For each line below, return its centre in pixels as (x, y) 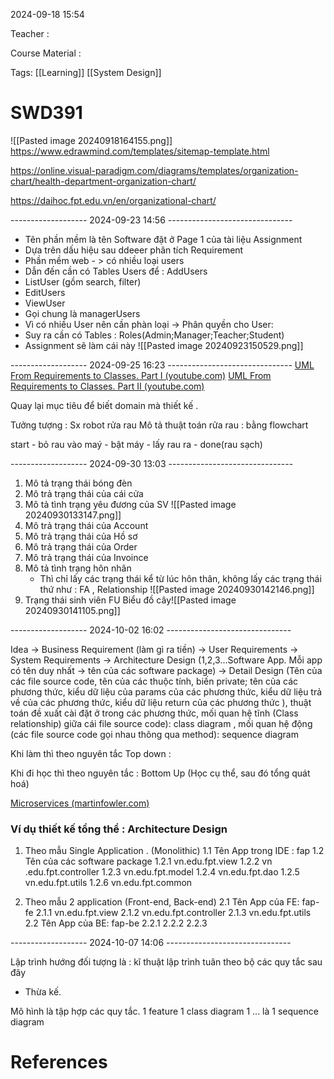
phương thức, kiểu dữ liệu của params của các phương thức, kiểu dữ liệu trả (166, 691)
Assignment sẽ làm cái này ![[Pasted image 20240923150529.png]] (164, 345)
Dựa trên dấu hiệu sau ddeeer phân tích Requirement (134, 250)
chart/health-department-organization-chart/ (103, 181)
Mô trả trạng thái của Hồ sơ (81, 536)
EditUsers (45, 292)
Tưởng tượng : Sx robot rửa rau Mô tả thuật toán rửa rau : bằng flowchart (159, 425)
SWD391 (46, 113)
